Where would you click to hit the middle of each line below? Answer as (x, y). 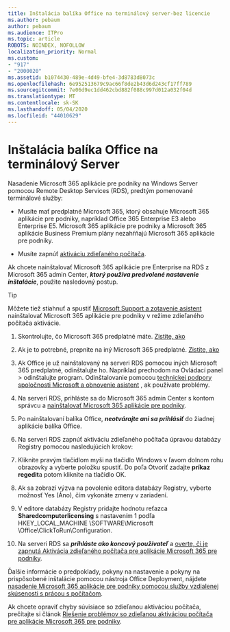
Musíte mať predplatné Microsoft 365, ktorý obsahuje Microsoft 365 (113, 211)
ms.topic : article (34, 39)
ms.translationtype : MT (42, 97)
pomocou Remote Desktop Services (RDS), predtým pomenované (101, 190)
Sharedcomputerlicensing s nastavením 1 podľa (86, 515)
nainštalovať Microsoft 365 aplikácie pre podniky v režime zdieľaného (106, 315)
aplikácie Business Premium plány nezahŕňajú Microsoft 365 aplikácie (116, 233)
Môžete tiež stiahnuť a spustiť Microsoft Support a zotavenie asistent (105, 308)
